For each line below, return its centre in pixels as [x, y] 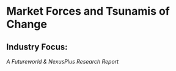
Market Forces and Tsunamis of [88, 11]
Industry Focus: [37, 47]
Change [27, 24]
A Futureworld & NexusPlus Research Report [63, 62]
